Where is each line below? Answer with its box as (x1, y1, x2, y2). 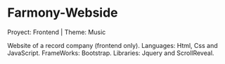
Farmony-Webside (7, 5, 118, 21)
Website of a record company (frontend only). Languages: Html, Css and (7, 41, 218, 49)
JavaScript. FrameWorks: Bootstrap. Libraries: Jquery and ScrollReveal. (7, 49, 214, 57)
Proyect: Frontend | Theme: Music (7, 28, 106, 36)
